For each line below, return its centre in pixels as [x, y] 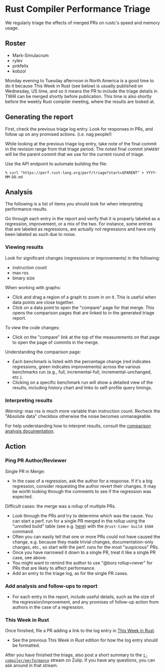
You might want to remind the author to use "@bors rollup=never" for [82, 563]
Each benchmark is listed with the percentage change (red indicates [82, 361]
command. [23, 531]
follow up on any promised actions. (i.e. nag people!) [58, 134]
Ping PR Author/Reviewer [36, 461]
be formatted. [26, 645]
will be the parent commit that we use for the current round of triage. [75, 154]
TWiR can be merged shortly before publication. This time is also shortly [78, 96]
